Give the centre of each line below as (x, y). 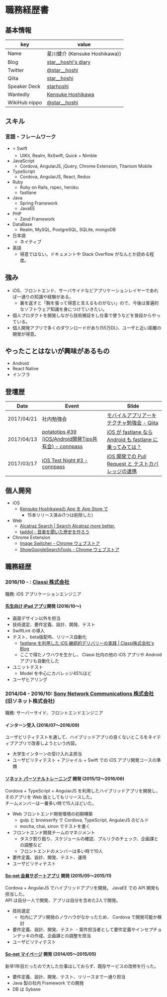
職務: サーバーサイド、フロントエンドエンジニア (54, 713)
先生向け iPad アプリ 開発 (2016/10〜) (43, 606)
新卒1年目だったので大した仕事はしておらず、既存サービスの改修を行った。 (82, 966)
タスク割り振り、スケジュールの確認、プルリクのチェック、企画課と (89, 838)
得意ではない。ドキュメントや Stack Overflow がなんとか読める (85, 254)
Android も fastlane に (132, 440)
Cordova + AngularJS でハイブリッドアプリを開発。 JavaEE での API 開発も (83, 888)
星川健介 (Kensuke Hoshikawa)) (84, 54)
